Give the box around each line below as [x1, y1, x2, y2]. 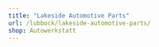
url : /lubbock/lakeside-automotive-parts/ [8, 19, 151, 27]
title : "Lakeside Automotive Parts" [8, 11, 130, 20]
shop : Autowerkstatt [8, 26, 77, 34]
